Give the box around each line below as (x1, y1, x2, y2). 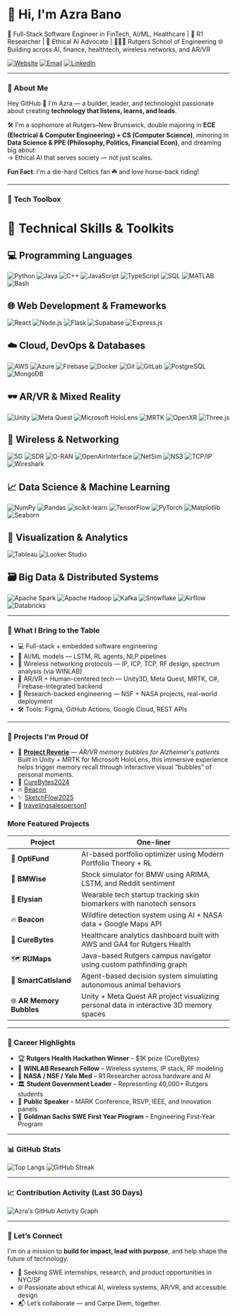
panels (17, 1105, 37, 1113)
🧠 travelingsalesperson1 (17, 801, 87, 810)
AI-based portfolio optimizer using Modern (80, 849, 224, 859)
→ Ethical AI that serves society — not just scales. (7, 153, 153, 162)
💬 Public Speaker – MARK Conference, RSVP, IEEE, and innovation (17, 1097, 212, 1106)
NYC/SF (17, 1275, 41, 1284)
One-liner (136, 837, 171, 847)
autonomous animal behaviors (80, 979, 181, 989)
